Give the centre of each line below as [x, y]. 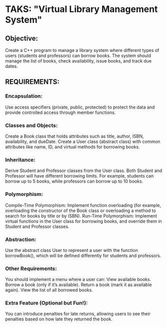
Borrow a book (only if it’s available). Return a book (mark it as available [79, 285]
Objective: [22, 38]
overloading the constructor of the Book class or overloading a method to [81, 210]
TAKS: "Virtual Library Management [82, 9]
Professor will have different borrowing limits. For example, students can [80, 176]
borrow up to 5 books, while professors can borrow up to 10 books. [74, 181]
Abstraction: [21, 239]
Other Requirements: [31, 268]
